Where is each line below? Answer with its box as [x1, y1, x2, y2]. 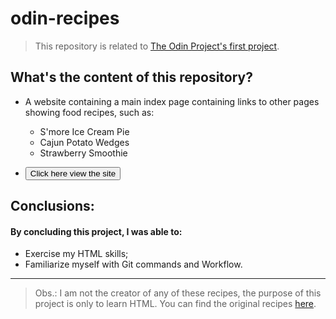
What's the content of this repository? [10, 69, 253, 86]
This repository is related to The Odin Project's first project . [34, 40, 280, 52]
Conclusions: [10, 198, 95, 215]
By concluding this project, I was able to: [10, 225, 183, 237]
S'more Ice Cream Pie [39, 125, 130, 137]
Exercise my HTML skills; [24, 248, 129, 260]
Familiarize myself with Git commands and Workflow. [24, 258, 243, 271]
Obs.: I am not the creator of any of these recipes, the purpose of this [34, 287, 322, 299]
